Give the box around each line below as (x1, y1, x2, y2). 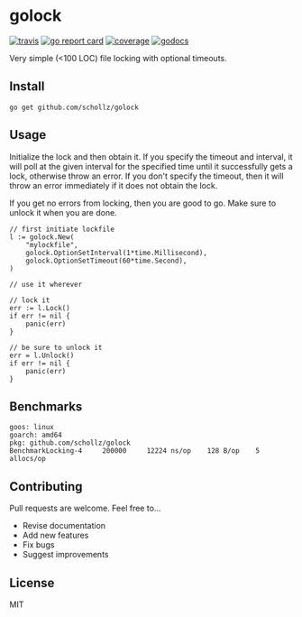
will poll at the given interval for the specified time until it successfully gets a (9, 161, 293, 171)
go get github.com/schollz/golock (9, 103, 140, 112)
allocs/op (9, 455, 47, 464)
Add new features (22, 530, 89, 541)
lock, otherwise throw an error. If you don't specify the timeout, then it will (9, 170, 284, 181)
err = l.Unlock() (9, 351, 75, 360)
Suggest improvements (22, 549, 109, 560)
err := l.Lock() (9, 303, 70, 312)
